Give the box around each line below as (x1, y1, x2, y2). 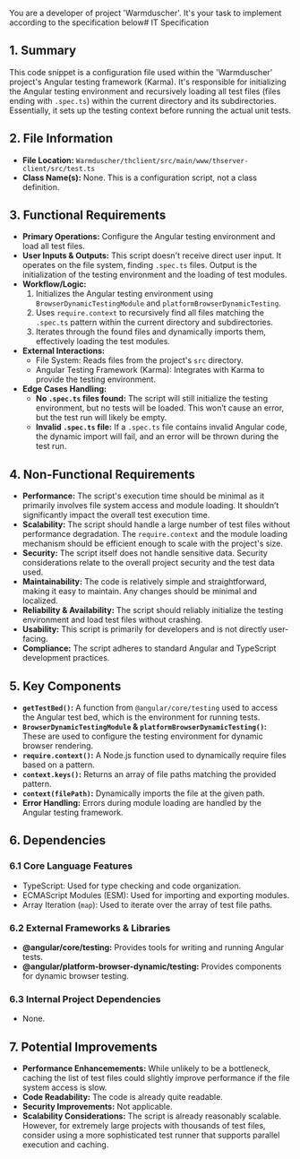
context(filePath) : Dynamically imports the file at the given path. (21, 788, 266, 799)
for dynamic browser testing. (21, 971, 130, 982)
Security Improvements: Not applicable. (21, 1102, 173, 1112)
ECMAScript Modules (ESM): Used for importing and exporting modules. (21, 889, 290, 900)
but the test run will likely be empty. (35, 412, 167, 423)
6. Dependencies (9, 833, 106, 848)
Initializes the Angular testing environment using (35, 289, 213, 299)
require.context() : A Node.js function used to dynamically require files (21, 750, 287, 761)
